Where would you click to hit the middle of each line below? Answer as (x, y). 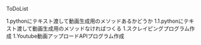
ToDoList (17, 9)
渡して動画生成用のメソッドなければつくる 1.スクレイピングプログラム (103, 28)
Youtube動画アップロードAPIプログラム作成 (70, 36)
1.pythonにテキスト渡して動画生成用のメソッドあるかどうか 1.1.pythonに (95, 21)
